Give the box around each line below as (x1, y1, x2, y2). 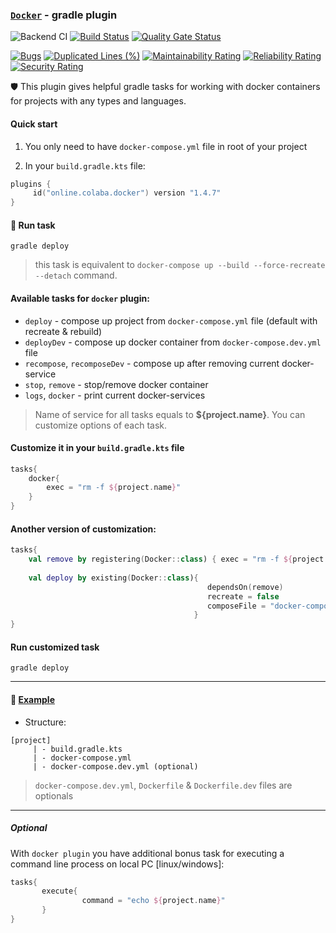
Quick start (10, 118, 58, 130)
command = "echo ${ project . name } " (81, 896, 226, 906)
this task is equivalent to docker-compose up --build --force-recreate (34, 259, 326, 271)
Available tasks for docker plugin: (10, 292, 150, 304)
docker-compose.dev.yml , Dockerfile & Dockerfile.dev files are (34, 779, 293, 791)
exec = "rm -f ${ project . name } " (46, 483, 182, 493)
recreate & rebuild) (24, 325, 103, 337)
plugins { (10, 179, 52, 189)
